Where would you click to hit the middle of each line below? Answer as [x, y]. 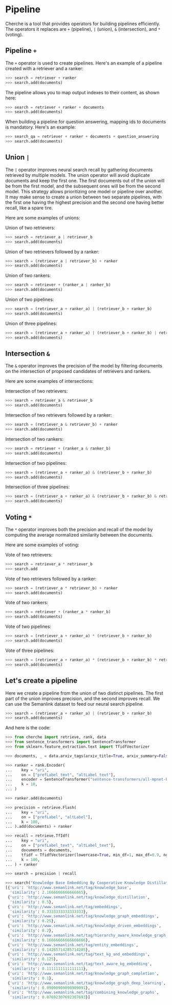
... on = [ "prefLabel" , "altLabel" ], [49, 817]
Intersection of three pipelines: [38, 487]
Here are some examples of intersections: [49, 381]
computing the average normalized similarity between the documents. [79, 535]
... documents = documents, [39, 850]
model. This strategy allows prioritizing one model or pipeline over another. [84, 191]
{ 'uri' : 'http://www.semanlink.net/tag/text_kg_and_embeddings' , [79, 954]
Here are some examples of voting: [42, 545]
